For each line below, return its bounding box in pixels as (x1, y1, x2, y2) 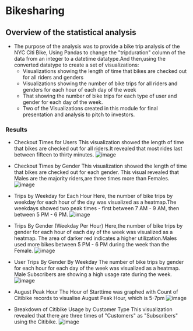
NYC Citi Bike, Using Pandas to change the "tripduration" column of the (13, 49, 186, 56)
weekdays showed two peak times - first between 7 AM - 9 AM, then (13, 205, 180, 212)
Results (5, 126, 27, 134)
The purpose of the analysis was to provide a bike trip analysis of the (13, 43, 180, 50)
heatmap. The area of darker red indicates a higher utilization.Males (13, 235, 177, 242)
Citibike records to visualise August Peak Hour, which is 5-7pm (13, 295, 165, 302)
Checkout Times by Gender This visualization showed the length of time (13, 162, 187, 170)
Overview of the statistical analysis (5, 27, 136, 37)
